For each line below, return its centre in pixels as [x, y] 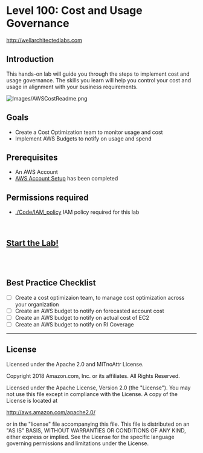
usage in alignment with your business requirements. [72, 87]
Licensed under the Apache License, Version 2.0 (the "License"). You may [98, 388]
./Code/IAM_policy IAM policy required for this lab [77, 212]
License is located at [32, 400]
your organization [37, 304]
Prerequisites [32, 157]
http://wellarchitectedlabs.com [44, 40]
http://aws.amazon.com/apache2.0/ [51, 412]
